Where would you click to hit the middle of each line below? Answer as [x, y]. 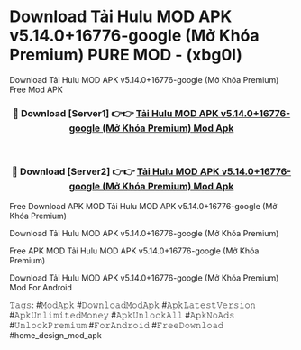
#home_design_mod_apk [55, 335]
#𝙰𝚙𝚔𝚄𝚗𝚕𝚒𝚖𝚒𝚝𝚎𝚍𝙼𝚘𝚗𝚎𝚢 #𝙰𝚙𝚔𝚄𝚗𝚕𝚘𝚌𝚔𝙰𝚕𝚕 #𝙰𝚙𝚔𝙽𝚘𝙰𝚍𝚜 [122, 315]
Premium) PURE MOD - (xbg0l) [126, 55]
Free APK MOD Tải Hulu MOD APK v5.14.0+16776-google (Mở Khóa [134, 251]
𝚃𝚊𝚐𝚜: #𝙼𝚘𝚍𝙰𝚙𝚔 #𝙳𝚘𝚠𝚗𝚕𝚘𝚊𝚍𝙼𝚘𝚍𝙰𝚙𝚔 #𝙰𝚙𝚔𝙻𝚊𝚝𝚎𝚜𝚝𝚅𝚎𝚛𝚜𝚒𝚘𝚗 [133, 305]
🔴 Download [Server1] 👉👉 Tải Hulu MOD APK [115, 113]
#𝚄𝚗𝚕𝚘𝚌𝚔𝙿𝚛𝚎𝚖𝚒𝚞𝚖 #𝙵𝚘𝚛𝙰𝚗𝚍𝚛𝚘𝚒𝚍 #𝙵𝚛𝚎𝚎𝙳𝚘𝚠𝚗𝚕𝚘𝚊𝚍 [116, 325]
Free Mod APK [36, 89]
